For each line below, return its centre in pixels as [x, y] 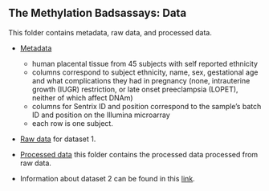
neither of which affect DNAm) [83, 98]
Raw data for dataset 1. [58, 139]
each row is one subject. [73, 123]
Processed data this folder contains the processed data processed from [139, 154]
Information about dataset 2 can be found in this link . [107, 178]
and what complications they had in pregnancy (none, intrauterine [141, 80]
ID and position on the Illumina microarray [101, 115]
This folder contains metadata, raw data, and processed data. [110, 32]
